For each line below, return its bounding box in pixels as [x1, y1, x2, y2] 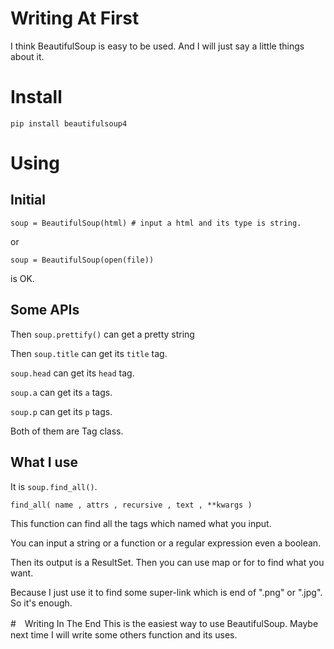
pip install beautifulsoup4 [10, 118, 128, 129]
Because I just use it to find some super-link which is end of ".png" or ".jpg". [10, 586, 323, 598]
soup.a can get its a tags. [10, 386, 113, 398]
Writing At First [10, 7, 140, 30]
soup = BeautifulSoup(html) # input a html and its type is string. [10, 218, 302, 228]
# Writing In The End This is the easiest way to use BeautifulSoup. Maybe [10, 617, 319, 629]
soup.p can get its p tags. [10, 405, 113, 417]
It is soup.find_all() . [10, 480, 98, 492]
